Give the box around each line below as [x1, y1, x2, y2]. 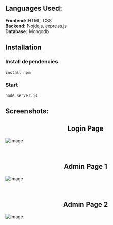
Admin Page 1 [63, 162, 108, 171]
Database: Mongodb [5, 28, 49, 35]
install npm [5, 70, 31, 75]
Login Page [67, 124, 104, 133]
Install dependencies [5, 58, 59, 66]
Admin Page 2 [63, 200, 108, 209]
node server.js [5, 93, 38, 98]
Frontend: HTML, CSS [5, 17, 52, 23]
